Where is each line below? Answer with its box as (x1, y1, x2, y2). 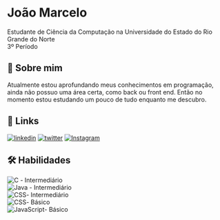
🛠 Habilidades (7, 154, 71, 166)
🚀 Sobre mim (7, 62, 63, 74)
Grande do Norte (7, 34, 55, 43)
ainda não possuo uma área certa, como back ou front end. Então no (7, 88, 203, 96)
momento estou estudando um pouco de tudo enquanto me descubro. (7, 95, 207, 103)
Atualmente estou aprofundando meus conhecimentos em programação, (7, 81, 214, 89)
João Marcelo (7, 5, 88, 21)
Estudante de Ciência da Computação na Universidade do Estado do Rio (7, 28, 212, 36)
